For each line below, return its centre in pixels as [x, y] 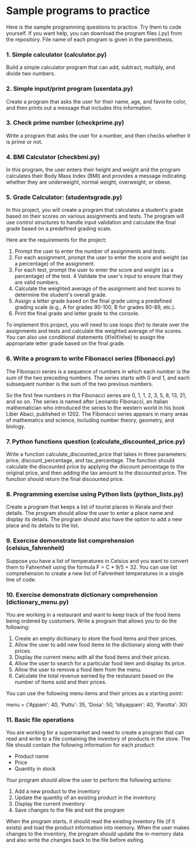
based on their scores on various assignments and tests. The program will [95, 216]
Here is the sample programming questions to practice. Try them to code [94, 27]
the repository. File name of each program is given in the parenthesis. [90, 39]
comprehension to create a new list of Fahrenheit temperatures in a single [95, 573]
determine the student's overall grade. [61, 295]
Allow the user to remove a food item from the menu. [78, 669]
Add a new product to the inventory [57, 792]
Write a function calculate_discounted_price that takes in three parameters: [97, 454]
